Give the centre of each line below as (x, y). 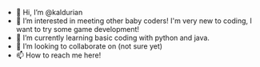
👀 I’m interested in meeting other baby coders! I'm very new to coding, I (134, 21)
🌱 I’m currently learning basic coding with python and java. (113, 37)
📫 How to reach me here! (58, 55)
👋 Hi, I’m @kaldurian (49, 12)
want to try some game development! (78, 29)
